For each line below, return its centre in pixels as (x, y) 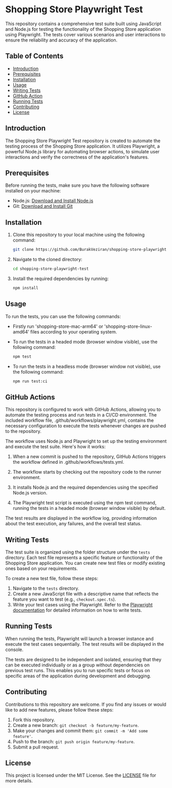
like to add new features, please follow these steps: (59, 710)
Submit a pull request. (36, 747)
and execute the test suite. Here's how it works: (56, 447)
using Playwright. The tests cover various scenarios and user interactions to (85, 34)
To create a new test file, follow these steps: (52, 578)
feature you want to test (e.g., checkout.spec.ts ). (64, 599)
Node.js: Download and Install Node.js (53, 201)
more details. (19, 781)
